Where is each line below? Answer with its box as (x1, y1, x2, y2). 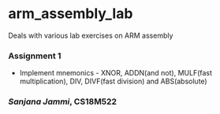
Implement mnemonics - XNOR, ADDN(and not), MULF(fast (19, 68, 213, 78)
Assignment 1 (8, 50, 62, 61)
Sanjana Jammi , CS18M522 (8, 96, 117, 107)
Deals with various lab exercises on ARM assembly (8, 31, 173, 40)
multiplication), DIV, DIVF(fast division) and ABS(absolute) (19, 76, 207, 86)
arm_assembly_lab (8, 5, 133, 23)
